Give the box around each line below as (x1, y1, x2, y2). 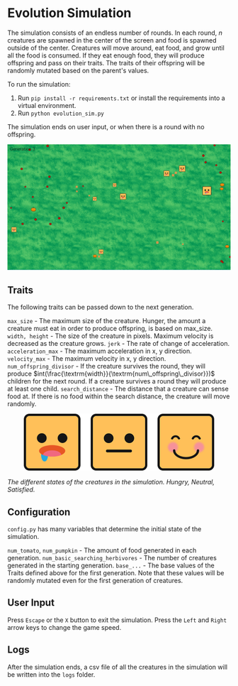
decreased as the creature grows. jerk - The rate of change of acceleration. (7, 339, 230, 348)
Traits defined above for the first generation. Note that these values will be (7, 569, 225, 577)
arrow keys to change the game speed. (7, 623, 122, 631)
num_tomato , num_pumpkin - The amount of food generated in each (7, 546, 197, 555)
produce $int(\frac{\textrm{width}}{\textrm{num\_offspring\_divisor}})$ (7, 369, 215, 378)
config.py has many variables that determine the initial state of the (7, 525, 202, 533)
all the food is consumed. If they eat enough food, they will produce (7, 51, 205, 60)
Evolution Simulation (7, 5, 132, 21)
